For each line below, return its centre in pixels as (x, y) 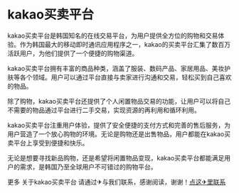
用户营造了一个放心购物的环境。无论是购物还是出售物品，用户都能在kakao (116, 134)
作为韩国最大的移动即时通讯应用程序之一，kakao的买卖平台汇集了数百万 (125, 44)
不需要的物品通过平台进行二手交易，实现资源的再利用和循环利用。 (104, 110)
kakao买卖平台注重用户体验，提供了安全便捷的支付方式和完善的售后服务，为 (119, 125)
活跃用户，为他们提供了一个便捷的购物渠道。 (73, 53)
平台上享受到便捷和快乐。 (51, 143)
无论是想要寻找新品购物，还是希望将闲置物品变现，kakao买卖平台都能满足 (116, 158)
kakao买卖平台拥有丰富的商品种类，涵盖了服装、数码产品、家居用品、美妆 (116, 68)
